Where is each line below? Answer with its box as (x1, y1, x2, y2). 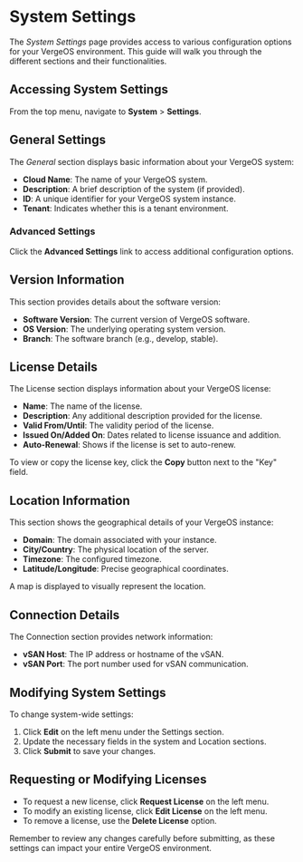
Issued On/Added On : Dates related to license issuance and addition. (22, 430, 282, 441)
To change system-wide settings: (9, 709, 134, 720)
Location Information (9, 492, 130, 508)
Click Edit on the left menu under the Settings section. (22, 726, 224, 737)
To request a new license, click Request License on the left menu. (22, 796, 270, 807)
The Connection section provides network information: (9, 632, 213, 643)
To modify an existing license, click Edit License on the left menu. (22, 805, 268, 817)
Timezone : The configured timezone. (22, 554, 162, 565)
